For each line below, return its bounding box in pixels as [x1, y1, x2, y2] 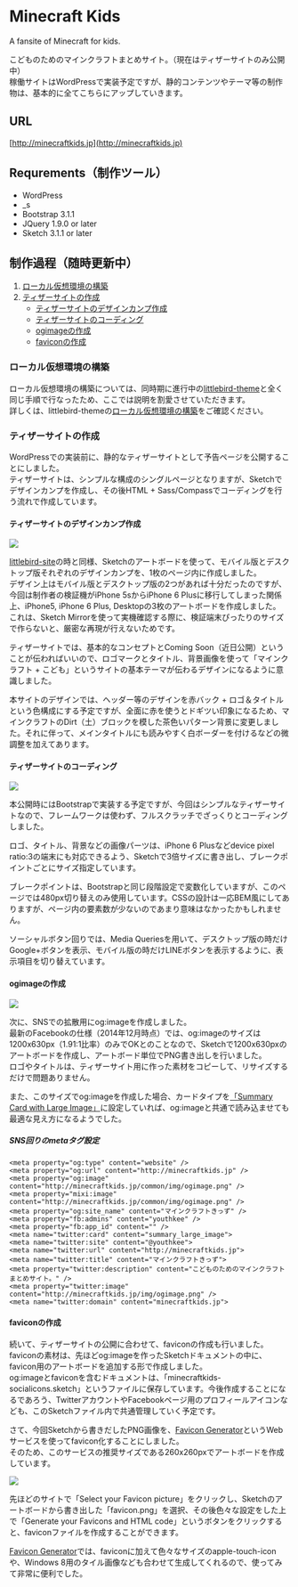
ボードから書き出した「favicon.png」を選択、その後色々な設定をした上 [24, 1504, 287, 1515]
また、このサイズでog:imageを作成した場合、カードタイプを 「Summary [9, 1091, 273, 1102]
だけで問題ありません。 [9, 1071, 95, 1083]
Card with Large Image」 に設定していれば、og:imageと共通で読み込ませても [9, 1102, 290, 1112]
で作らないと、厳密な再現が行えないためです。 [9, 623, 181, 634]
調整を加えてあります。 [9, 739, 94, 750]
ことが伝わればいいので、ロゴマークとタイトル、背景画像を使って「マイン [9, 653, 282, 664]
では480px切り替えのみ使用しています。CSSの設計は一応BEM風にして [24, 892, 282, 903]
